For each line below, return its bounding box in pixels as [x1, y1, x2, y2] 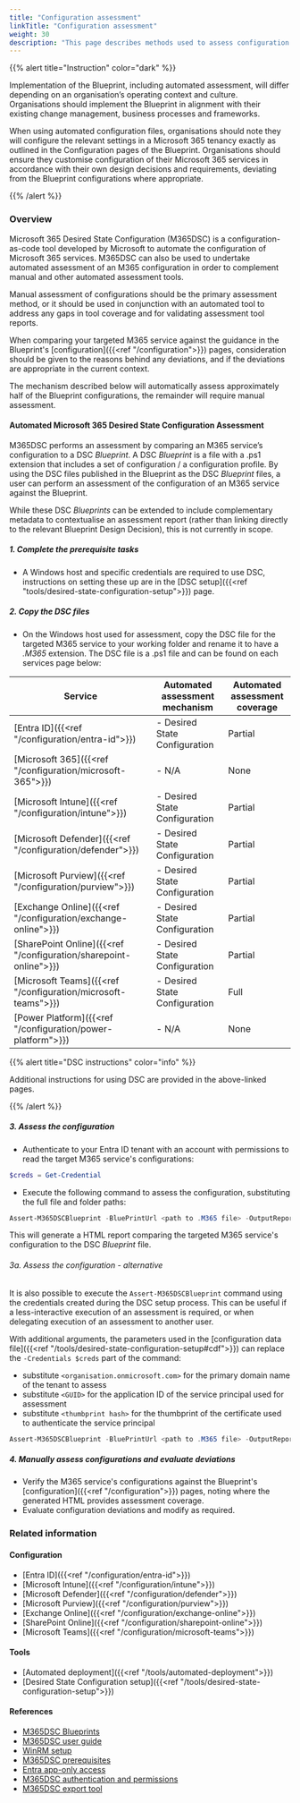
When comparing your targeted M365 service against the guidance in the [9, 335, 279, 345]
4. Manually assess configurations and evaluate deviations [9, 1454, 236, 1465]
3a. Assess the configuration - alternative [9, 1260, 163, 1271]
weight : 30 [9, 30, 50, 38]
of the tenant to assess [21, 1379, 107, 1390]
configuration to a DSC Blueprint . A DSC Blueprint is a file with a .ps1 [9, 449, 262, 460]
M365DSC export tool [21, 1782, 103, 1794]
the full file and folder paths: [21, 1196, 127, 1207]
